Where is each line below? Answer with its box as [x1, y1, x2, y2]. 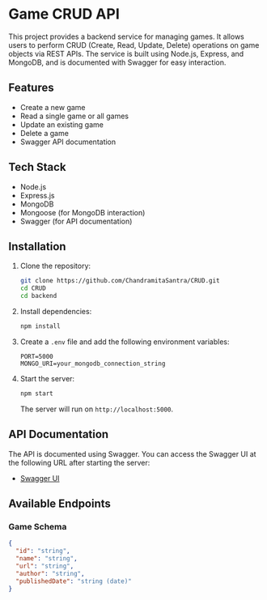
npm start [19, 389, 54, 398]
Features [8, 81, 54, 95]
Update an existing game [19, 119, 104, 130]
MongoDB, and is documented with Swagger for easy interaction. [8, 57, 227, 67]
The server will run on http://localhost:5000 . [19, 404, 174, 414]
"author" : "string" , [15, 569, 85, 577]
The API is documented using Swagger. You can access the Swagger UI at [8, 449, 256, 458]
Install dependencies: [19, 307, 92, 316]
